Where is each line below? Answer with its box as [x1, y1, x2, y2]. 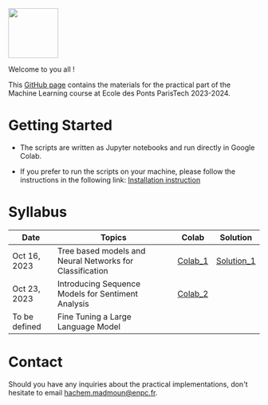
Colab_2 [177, 288, 209, 299]
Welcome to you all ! [8, 65, 75, 74]
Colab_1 [177, 255, 209, 266]
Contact [8, 353, 63, 372]
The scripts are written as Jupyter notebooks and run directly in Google [19, 143, 255, 152]
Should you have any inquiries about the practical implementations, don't [8, 379, 249, 389]
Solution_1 [215, 255, 256, 266]
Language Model [57, 320, 121, 332]
